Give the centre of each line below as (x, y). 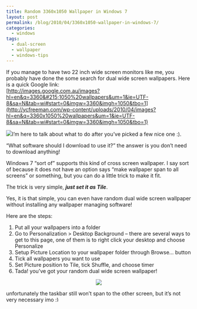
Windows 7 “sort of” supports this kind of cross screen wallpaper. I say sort (98, 163)
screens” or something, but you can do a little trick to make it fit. (84, 175)
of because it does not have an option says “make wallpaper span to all (92, 169)
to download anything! (33, 152)
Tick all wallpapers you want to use (57, 258)
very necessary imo (30, 300)
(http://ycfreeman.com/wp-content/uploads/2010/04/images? (81, 109)
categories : (21, 28)
